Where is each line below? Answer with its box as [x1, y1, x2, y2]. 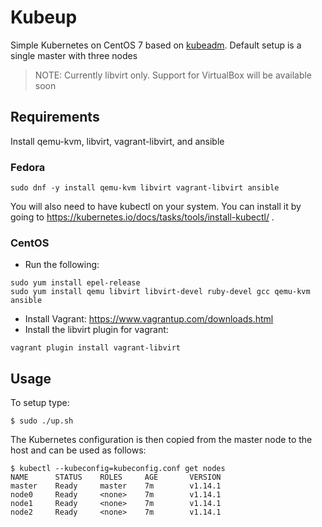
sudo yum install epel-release [10, 278, 141, 288]
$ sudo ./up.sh [10, 416, 74, 426]
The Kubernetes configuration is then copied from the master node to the [10, 434, 313, 446]
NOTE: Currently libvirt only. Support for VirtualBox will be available [34, 69, 313, 81]
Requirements [10, 109, 100, 126]
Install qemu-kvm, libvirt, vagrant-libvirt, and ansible [10, 135, 225, 147]
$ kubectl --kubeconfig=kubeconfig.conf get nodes [10, 464, 226, 474]
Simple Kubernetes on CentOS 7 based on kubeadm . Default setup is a [10, 39, 302, 51]
